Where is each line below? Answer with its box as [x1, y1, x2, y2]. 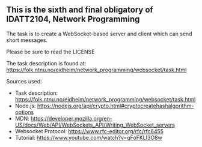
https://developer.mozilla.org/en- [31, 115, 112, 122]
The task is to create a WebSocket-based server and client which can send [6, 30, 192, 37]
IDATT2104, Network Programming [6, 14, 140, 25]
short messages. [6, 36, 48, 44]
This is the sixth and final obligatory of [6, 5, 153, 15]
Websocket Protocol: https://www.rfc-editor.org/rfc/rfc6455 [14, 127, 164, 134]
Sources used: [6, 77, 42, 85]
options [14, 108, 34, 116]
